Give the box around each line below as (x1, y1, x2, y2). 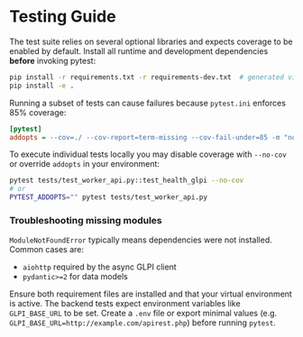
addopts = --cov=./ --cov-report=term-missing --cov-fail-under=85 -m (9, 132, 280, 141)
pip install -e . (9, 81, 75, 90)
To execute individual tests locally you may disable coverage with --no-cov (9, 149, 287, 159)
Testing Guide (9, 6, 116, 27)
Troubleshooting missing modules (9, 214, 162, 226)
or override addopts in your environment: (9, 159, 161, 169)
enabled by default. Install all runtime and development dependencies (9, 45, 269, 56)
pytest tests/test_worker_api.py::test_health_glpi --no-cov (9, 176, 244, 186)
